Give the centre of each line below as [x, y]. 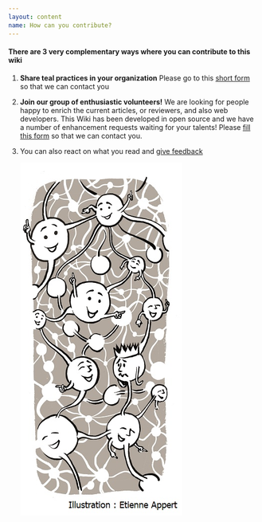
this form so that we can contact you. [81, 135]
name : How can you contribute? [60, 25]
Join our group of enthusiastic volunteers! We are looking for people [134, 102]
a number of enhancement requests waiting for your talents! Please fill [135, 127]
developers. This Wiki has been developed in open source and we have [137, 119]
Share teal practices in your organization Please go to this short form [135, 78]
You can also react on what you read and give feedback [111, 151]
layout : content [35, 17]
